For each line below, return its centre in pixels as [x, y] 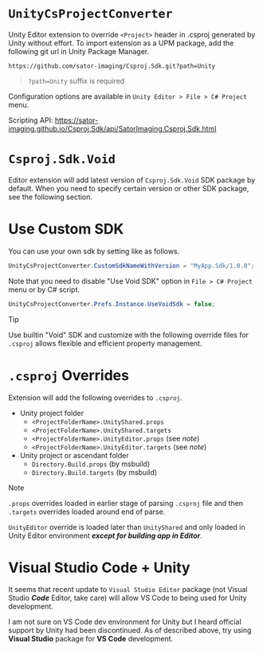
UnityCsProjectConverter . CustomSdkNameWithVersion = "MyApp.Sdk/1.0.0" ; [131, 265]
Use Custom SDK [66, 229]
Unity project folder [52, 413]
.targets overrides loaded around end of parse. [87, 512]
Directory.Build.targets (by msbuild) [94, 472]
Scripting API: [31, 120]
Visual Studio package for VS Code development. [91, 639]
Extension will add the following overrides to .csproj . [95, 398]
